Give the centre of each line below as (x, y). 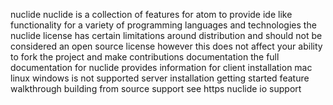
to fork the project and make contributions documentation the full (145, 57)
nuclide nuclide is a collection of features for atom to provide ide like (151, 14)
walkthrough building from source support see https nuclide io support (156, 88)
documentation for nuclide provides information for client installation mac (161, 67)
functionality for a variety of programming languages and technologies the (163, 25)
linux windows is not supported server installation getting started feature (160, 78)
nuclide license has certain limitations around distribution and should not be (166, 35)
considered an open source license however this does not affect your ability (166, 46)
